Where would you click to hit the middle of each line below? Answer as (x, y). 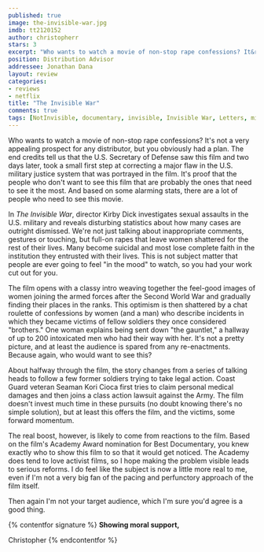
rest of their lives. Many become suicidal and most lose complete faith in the (132, 247)
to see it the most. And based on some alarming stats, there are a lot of (123, 191)
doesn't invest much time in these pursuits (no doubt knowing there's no (125, 403)
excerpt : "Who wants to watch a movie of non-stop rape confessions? (125, 52)
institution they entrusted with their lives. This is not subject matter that (123, 256)
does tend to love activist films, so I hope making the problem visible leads (129, 461)
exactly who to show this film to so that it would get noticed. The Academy (129, 452)
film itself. (24, 486)
